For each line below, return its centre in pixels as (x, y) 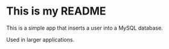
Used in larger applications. (40, 39)
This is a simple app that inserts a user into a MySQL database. (84, 28)
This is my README (56, 11)
